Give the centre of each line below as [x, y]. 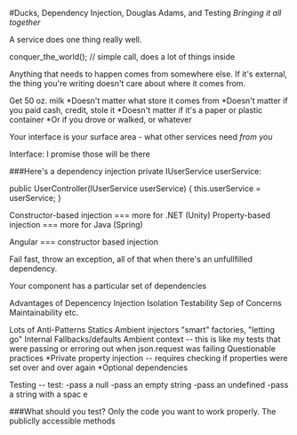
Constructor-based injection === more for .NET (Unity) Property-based [140, 215]
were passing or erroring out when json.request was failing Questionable [142, 349]
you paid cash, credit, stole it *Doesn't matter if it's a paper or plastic [136, 110]
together [25, 22]
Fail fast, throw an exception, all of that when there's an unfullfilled [131, 259]
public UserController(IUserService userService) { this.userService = [135, 189]
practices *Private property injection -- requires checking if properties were [148, 358]
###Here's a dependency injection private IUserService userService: [136, 171]
